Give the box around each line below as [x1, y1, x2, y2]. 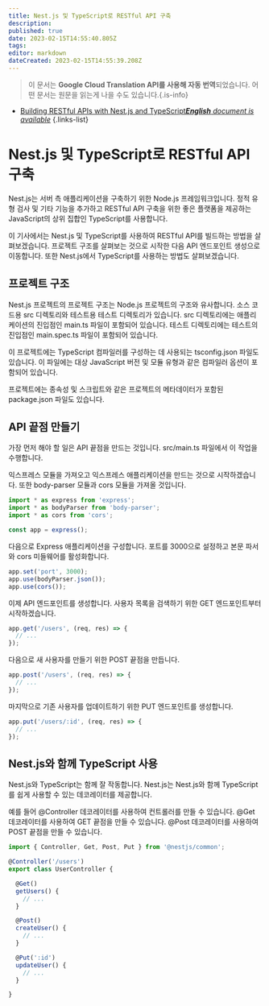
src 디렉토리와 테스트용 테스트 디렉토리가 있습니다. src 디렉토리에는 [23, 309, 235, 319]
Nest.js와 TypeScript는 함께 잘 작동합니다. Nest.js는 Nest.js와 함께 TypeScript [8, 780, 259, 789]
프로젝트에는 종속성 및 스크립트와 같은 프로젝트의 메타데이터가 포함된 [8, 384, 224, 394]
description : [8, 19, 52, 27]
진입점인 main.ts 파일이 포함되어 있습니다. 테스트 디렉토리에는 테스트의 [35, 320, 259, 329]
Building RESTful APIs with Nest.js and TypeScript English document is [19, 106, 255, 115]
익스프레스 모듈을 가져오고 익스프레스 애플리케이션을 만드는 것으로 [8, 470, 216, 480]
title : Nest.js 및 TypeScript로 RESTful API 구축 [8, 11, 172, 20]
